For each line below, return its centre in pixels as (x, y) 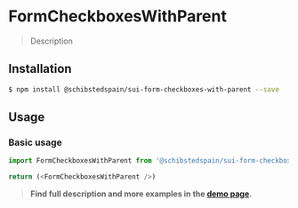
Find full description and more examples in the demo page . (141, 194)
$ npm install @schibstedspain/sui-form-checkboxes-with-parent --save (144, 89)
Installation (40, 69)
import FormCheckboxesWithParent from (80, 161)
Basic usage (36, 142)
